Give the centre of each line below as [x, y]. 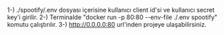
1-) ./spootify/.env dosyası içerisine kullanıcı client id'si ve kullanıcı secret [111, 10]
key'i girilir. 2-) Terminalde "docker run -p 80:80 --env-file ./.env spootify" [112, 17]
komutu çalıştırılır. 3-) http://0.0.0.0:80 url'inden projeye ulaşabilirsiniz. [107, 24]
